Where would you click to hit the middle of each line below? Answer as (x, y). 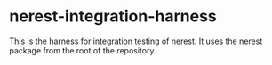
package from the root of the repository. (83, 50)
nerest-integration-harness (113, 16)
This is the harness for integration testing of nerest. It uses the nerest (136, 41)
